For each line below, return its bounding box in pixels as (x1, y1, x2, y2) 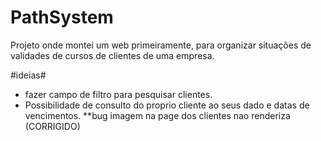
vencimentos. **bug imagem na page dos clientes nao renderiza (24, 109, 291, 121)
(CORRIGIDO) (24, 120, 81, 132)
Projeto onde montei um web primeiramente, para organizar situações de (10, 39, 312, 51)
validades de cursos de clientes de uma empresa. (10, 49, 215, 61)
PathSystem (10, 6, 114, 29)
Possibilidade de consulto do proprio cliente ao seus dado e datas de (24, 99, 310, 111)
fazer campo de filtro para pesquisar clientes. (24, 88, 213, 100)
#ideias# (10, 69, 47, 81)
